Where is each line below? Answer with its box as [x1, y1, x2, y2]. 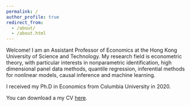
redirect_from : [6, 19, 44, 25]
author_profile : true [6, 14, 60, 20]
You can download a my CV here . [6, 95, 88, 102]
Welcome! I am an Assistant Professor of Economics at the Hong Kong [6, 46, 177, 53]
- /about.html [11, 31, 46, 36]
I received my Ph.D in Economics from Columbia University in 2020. [6, 83, 171, 90]
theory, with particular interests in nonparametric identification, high [6, 59, 172, 66]
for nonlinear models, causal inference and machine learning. [6, 72, 156, 79]
